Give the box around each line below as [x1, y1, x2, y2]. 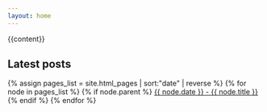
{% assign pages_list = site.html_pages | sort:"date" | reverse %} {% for [7, 78, 247, 89]
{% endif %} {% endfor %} [7, 96, 97, 106]
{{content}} [7, 34, 45, 44]
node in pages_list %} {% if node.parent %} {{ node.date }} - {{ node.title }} [7, 87, 259, 97]
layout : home [7, 11, 52, 20]
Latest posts [7, 57, 72, 71]
